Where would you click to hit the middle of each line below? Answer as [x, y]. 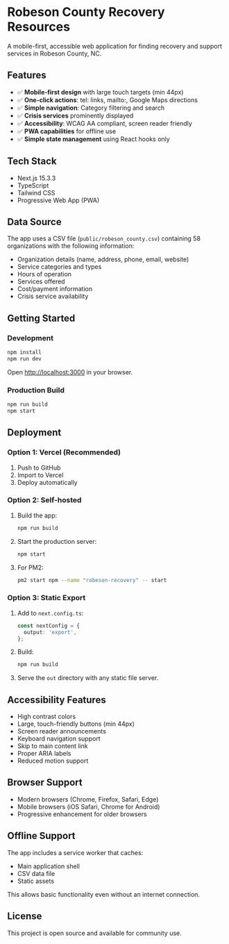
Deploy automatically [47, 482]
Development [31, 338]
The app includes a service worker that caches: [75, 852]
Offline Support [41, 836]
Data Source [34, 222]
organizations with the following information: [71, 246]
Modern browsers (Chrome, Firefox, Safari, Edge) [88, 799]
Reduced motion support [53, 761]
